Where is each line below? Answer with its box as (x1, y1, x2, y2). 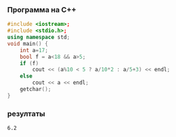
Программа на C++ (7, 5, 77, 15)
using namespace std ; (7, 34, 71, 41)
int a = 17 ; (20, 47, 49, 54)
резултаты (7, 108, 45, 118)
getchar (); (20, 86, 52, 93)
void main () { (7, 40, 49, 47)
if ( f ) (20, 59, 39, 67)
